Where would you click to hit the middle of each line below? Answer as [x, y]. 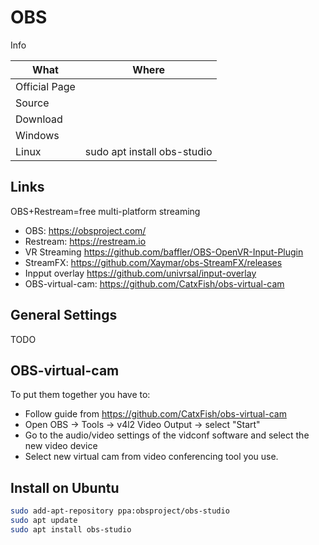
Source [32, 103]
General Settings [64, 315]
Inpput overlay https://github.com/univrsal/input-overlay [140, 273]
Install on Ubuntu [65, 487]
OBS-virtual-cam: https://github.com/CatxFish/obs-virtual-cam [154, 283]
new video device [61, 446]
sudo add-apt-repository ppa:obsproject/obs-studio [120, 511]
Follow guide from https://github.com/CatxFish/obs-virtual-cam [155, 414]
